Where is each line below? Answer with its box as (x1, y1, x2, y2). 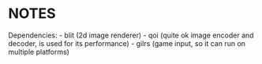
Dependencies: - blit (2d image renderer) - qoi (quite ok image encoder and (8, 30, 254, 40)
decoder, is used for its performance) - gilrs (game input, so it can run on (8, 38, 246, 48)
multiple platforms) (8, 47, 69, 56)
